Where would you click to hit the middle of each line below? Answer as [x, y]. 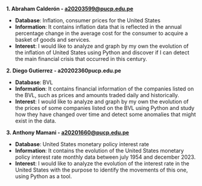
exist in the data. [36, 121]
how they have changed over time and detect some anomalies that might [105, 114]
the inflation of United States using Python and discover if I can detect [102, 53]
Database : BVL [34, 82]
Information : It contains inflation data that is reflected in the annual [98, 27]
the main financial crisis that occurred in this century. [81, 59]
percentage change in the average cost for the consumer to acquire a [101, 33]
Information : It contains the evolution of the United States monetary [99, 151]
